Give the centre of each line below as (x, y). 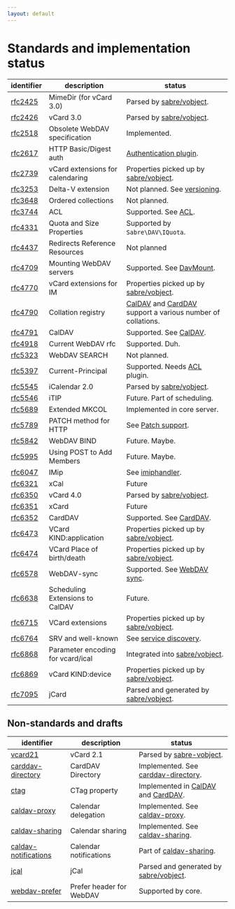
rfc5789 (24, 425)
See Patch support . (158, 425)
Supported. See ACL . (161, 212)
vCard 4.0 (65, 495)
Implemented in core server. (172, 409)
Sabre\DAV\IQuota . (156, 231)
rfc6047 (24, 472)
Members (64, 461)
